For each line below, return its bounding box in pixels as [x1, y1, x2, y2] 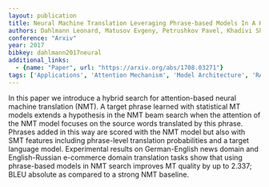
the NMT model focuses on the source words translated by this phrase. [8, 118, 243, 128]
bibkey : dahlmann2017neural [8, 49, 102, 57]
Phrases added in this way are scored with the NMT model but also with [8, 127, 246, 137]
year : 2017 [8, 42, 45, 50]
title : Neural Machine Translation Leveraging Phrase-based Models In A [8, 19, 256, 27]
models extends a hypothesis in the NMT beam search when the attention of [8, 109, 261, 120]
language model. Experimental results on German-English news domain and [8, 144, 259, 153]
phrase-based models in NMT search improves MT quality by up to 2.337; [8, 161, 252, 170]
